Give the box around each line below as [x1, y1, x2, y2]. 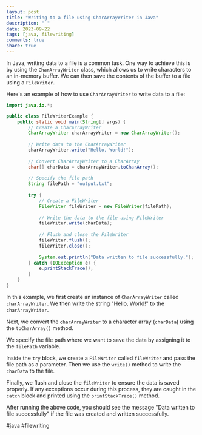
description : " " [6, 20, 50, 26]
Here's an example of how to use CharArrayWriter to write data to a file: [6, 90, 186, 98]
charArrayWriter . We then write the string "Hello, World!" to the [6, 300, 165, 307]
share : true [6, 43, 36, 49]
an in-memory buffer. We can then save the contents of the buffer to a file [6, 72, 191, 79]
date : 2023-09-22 [6, 25, 50, 32]
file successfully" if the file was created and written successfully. [6, 410, 169, 417]
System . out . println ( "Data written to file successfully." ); [38, 254, 194, 260]
